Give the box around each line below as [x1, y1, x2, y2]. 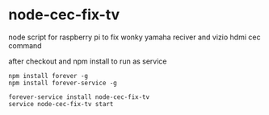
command [8, 40, 42, 50]
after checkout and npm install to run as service [8, 56, 167, 66]
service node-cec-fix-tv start [8, 100, 114, 108]
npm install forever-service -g [8, 79, 117, 87]
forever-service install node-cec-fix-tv [8, 92, 150, 101]
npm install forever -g [8, 72, 89, 80]
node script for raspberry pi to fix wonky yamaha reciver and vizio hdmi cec [8, 32, 261, 42]
